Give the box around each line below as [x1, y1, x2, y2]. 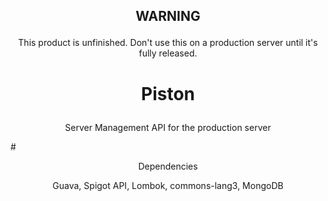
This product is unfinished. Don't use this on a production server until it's [18, 37, 318, 49]
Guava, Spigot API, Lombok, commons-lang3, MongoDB [52, 179, 284, 191]
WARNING [135, 8, 201, 25]
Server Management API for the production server [64, 121, 272, 133]
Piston [141, 82, 195, 105]
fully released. [138, 47, 198, 59]
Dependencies [138, 160, 198, 172]
